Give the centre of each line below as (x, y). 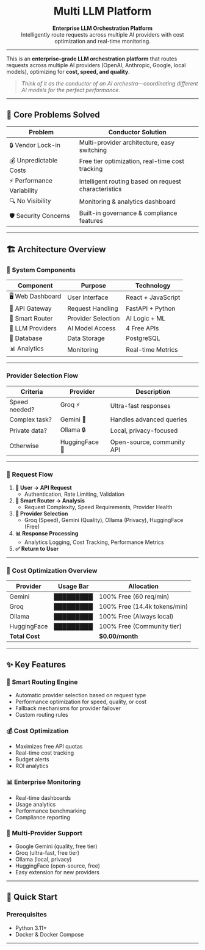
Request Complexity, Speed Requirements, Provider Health (98, 507)
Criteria (32, 391)
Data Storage (86, 338)
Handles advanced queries (149, 419)
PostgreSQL (143, 338)
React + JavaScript (153, 297)
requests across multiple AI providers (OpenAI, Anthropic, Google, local (96, 65)
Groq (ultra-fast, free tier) (47, 852)
